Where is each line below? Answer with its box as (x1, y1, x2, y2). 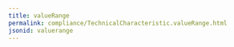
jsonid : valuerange (8, 26, 74, 34)
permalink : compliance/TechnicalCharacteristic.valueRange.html (8, 19, 228, 27)
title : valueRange (8, 11, 70, 20)
